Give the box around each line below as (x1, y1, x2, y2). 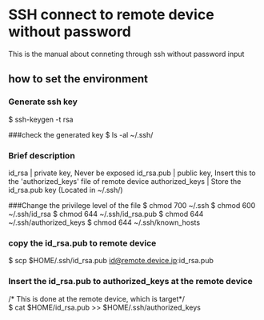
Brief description (8, 150, 76, 161)
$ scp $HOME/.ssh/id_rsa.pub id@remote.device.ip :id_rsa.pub (8, 256, 214, 266)
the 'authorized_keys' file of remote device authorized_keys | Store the (8, 176, 242, 186)
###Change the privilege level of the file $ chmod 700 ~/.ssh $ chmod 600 (8, 200, 256, 210)
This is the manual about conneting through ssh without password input (8, 49, 245, 58)
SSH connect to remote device (8, 6, 214, 24)
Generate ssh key (8, 96, 78, 107)
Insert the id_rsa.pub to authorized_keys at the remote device (8, 276, 254, 287)
